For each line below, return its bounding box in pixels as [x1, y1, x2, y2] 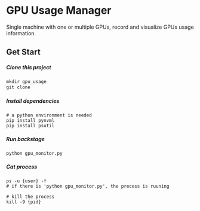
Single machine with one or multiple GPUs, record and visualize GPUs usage [6, 23, 194, 30]
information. [6, 29, 36, 36]
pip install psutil [6, 123, 55, 129]
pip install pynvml [6, 118, 55, 124]
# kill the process [6, 194, 55, 200]
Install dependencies [6, 97, 60, 105]
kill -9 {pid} [6, 198, 42, 205]
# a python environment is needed [6, 112, 93, 118]
